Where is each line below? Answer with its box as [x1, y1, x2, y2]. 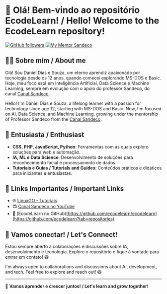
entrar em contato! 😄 [5, 254, 49, 260]
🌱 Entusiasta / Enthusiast [5, 131, 84, 139]
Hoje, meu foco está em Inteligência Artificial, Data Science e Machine [5, 80, 149, 86]
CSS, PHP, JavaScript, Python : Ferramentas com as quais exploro [12, 144, 149, 149]
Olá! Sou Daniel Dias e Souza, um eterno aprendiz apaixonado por [5, 70, 141, 75]
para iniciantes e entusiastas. [12, 170, 73, 176]
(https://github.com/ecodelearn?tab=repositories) [12, 216, 115, 222]
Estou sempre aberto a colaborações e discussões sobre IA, [5, 243, 129, 250]
